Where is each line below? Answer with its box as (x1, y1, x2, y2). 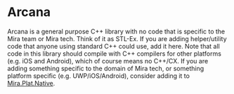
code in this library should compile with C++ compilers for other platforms (7, 49, 221, 58)
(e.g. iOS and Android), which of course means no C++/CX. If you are (7, 56, 209, 65)
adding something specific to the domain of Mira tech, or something (7, 64, 204, 72)
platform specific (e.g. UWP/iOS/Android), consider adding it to (7, 71, 190, 80)
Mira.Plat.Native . (7, 79, 56, 87)
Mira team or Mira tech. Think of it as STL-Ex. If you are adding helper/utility (7, 34, 227, 42)
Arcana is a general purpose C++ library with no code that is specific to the (7, 27, 226, 36)
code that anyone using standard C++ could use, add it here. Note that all (7, 42, 220, 50)
